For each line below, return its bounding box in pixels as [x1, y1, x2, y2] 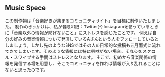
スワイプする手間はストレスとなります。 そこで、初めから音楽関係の [13, 54, 153, 60]
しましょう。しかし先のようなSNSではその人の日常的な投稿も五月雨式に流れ [5, 42, 161, 48]
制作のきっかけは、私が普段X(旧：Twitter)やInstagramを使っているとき [14, 24, 159, 29]
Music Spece [5, 4, 46, 12]
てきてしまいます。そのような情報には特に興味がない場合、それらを [5, 48, 143, 54]
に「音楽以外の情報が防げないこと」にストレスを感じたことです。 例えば [5, 29, 153, 36]
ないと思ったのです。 [5, 66, 48, 73]
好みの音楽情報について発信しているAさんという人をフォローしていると [13, 36, 159, 42]
